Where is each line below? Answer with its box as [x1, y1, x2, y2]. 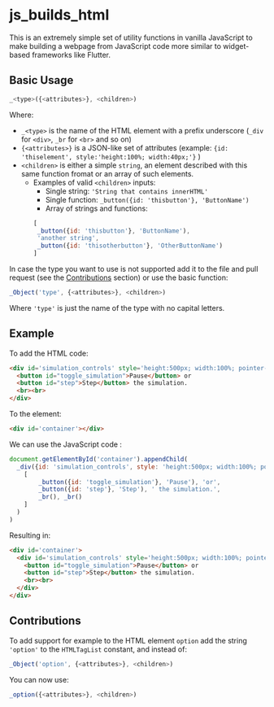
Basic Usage [9, 73, 74, 87]
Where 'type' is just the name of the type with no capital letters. [9, 303, 225, 312]
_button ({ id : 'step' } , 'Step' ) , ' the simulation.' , [38, 486, 221, 494]
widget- [223, 41, 250, 50]
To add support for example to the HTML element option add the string [9, 635, 247, 645]
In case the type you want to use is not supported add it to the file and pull [9, 264, 259, 273]
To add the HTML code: [9, 348, 89, 358]
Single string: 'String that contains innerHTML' [45, 185, 208, 196]
